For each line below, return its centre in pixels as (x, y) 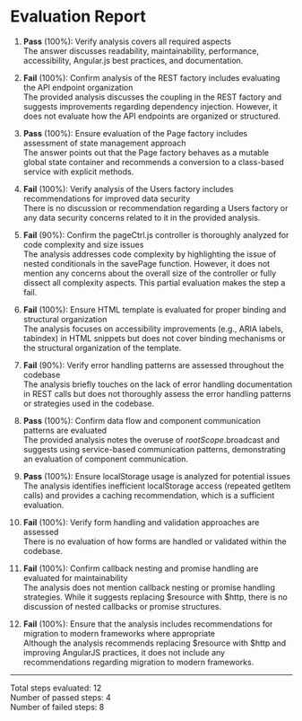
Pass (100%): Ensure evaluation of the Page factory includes (135, 133)
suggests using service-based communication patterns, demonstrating (154, 449)
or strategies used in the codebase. (89, 403)
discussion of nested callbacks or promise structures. (122, 606)
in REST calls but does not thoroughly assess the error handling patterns (157, 393)
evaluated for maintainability (75, 577)
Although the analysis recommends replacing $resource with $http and (155, 643)
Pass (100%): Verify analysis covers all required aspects (127, 41)
